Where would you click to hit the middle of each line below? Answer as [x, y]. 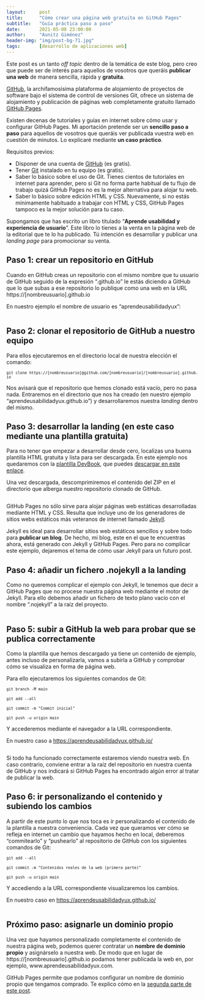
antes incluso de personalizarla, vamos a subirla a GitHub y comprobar [96, 660]
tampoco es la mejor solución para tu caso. [69, 209]
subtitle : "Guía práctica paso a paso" [60, 23]
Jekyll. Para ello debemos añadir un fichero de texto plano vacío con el [96, 598]
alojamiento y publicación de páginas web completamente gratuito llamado [101, 101]
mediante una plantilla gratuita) [67, 436]
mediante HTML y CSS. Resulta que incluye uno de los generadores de [96, 513]
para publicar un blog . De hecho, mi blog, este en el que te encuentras [96, 537]
